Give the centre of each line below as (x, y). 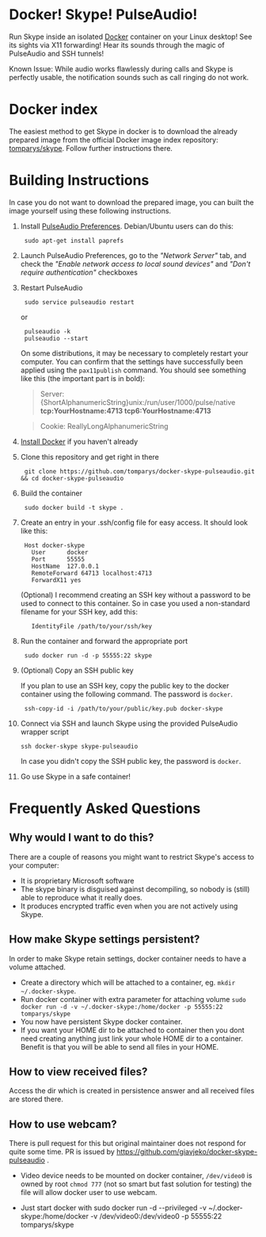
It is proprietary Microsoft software (77, 881)
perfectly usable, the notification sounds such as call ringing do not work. (129, 77)
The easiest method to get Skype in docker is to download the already (123, 131)
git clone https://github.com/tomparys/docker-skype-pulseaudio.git (140, 471)
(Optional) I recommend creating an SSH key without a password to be (135, 595)
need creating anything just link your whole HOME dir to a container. (132, 1039)
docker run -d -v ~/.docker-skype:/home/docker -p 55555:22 (122, 1007)
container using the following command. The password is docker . (126, 694)
